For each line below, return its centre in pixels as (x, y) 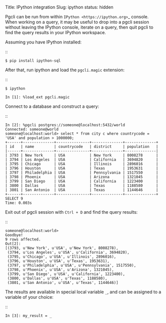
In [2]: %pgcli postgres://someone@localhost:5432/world (65, 125)
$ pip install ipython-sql (33, 61)
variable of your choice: (29, 297)
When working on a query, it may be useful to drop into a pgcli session (77, 22)
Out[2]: (13, 244)
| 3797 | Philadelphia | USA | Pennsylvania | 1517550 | (82, 173)
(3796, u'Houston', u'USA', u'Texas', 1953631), (58, 261)
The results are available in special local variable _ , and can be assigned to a (83, 292)
